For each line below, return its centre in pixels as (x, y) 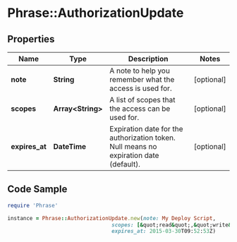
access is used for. (140, 88)
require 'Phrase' (33, 205)
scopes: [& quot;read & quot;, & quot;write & (172, 225)
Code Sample (37, 189)
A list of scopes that (142, 100)
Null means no (133, 146)
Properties (31, 39)
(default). (125, 164)
